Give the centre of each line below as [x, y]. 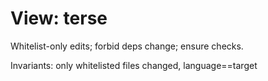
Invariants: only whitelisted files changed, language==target [134, 65]
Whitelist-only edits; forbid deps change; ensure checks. [127, 46]
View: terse [59, 18]
